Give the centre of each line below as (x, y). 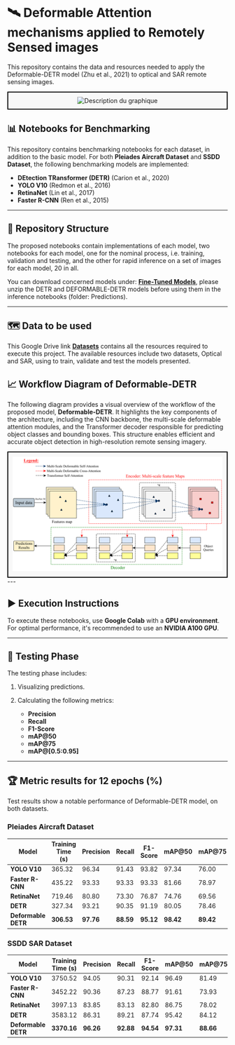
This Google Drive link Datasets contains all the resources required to (108, 346)
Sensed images (53, 47)
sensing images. (31, 81)
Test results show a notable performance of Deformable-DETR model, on (113, 801)
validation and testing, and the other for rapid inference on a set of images (114, 260)
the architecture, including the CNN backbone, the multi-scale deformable (114, 419)
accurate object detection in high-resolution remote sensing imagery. (107, 442)
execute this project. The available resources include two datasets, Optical (115, 353)
